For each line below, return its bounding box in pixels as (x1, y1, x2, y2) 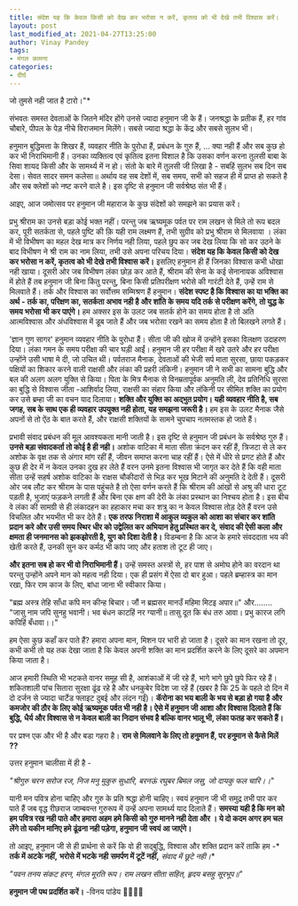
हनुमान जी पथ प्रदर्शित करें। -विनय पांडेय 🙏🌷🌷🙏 (9, 886, 144, 897)
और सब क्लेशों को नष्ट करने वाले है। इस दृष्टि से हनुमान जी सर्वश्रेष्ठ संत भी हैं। (9, 180, 228, 191)
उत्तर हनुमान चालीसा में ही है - (9, 757, 91, 768)
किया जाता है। (9, 655, 51, 665)
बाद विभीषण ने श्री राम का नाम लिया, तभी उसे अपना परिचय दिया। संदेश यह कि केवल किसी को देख (9, 246, 279, 257)
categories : (9, 63, 53, 72)
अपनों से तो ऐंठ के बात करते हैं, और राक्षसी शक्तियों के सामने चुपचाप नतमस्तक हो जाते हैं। (9, 414, 257, 425)
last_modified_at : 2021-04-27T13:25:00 (9, 29, 157, 38)
